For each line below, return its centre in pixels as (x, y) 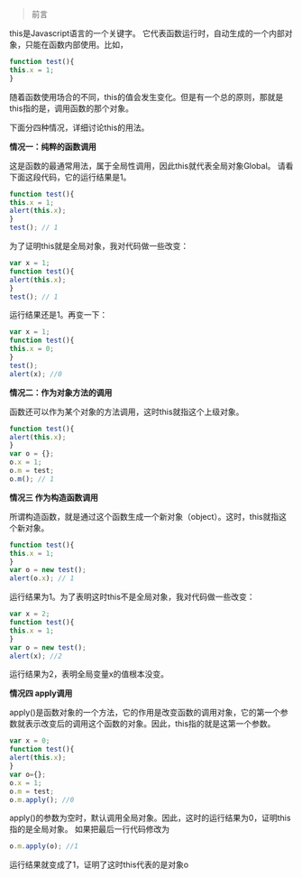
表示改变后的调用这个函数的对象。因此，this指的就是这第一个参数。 (150, 724)
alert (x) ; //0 (36, 374)
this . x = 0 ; (32, 349)
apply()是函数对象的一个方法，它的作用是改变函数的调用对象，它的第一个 (145, 713)
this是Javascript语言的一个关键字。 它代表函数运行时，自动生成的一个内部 (147, 33)
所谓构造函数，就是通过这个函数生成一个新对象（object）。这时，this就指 (144, 516)
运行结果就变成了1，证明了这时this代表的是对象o (99, 864)
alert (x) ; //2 (36, 656)
